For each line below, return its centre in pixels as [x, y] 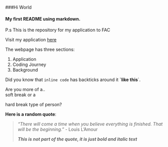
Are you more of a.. [25, 90]
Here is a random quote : [31, 114]
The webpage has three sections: [40, 49]
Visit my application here [31, 40]
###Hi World [18, 7]
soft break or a [20, 95]
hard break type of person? [34, 105]
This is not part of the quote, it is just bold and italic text [77, 139]
